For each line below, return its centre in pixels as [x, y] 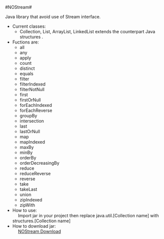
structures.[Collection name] [41, 221]
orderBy [28, 158]
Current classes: [29, 26]
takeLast [28, 189]
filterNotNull [32, 89]
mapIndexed [32, 142]
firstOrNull [30, 100]
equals [26, 73]
